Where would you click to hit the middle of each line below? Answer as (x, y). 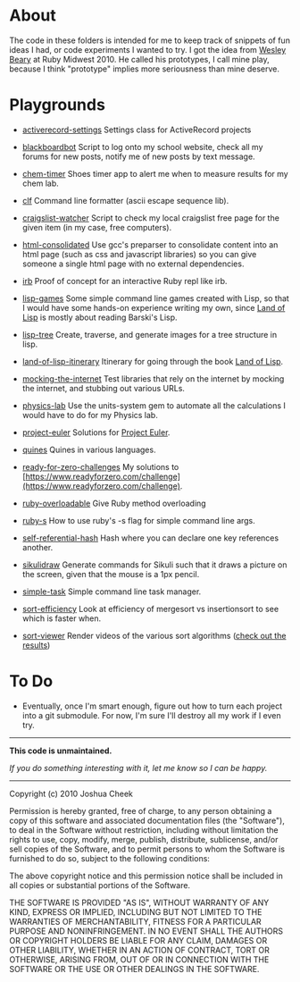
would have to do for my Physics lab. (90, 415)
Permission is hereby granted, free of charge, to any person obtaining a (141, 810)
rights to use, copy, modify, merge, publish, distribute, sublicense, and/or (144, 839)
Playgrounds (57, 105)
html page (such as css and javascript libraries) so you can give (139, 254)
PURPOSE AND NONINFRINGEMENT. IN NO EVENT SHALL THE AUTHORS (146, 931)
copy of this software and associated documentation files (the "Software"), (147, 820)
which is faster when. (62, 618)
